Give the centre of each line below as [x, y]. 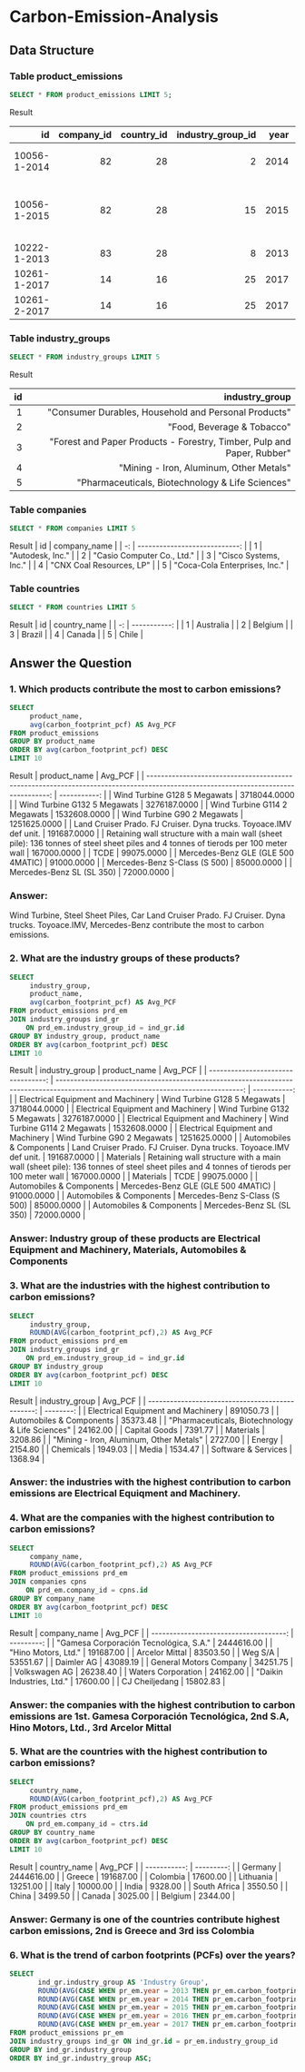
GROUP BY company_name [52, 1598]
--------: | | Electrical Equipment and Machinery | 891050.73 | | [162, 1410]
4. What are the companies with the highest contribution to [142, 1518]
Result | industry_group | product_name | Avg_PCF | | [108, 1071]
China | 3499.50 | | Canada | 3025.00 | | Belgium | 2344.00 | [123, 1896]
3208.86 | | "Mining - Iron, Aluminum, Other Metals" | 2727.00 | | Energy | [146, 1439]
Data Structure [52, 50]
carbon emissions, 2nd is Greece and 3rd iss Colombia [132, 1930]
